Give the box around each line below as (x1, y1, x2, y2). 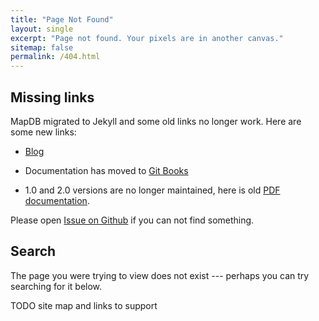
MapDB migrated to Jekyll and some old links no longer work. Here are (10, 115, 302, 127)
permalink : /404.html (10, 52, 101, 62)
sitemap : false (10, 42, 74, 53)
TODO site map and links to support (10, 299, 158, 311)
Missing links (10, 89, 95, 106)
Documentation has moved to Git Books (24, 164, 189, 176)
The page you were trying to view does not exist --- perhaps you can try (10, 269, 310, 281)
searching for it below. (10, 280, 103, 292)
